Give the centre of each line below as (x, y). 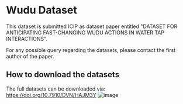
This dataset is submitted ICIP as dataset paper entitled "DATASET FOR (92, 26)
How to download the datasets (63, 74)
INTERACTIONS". (27, 39)
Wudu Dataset (42, 10)
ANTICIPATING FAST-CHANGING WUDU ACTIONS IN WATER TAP (85, 32)
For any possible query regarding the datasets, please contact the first (91, 50)
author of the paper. (30, 56)
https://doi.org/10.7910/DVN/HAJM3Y (51, 95)
